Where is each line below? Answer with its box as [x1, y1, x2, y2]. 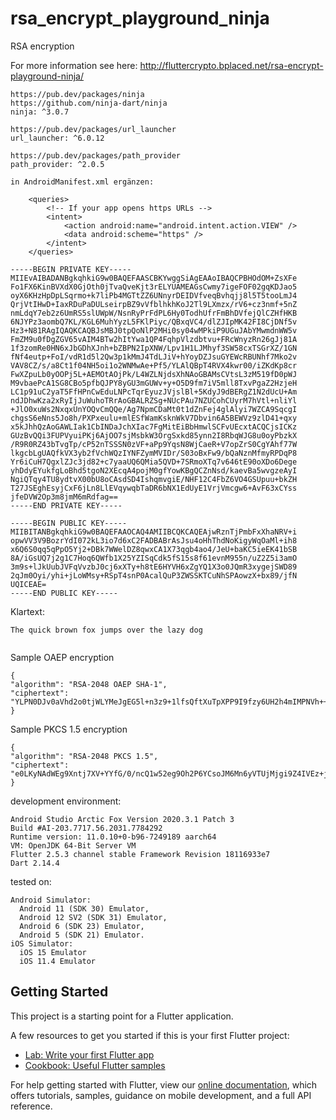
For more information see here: [10, 59, 138, 71]
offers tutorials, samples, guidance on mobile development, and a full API [10, 1089, 312, 1101]
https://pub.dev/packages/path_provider [10, 150, 182, 161]
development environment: [10, 795, 122, 807]
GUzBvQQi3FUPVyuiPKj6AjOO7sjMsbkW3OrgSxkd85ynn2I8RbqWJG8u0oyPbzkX [10, 430, 298, 441]
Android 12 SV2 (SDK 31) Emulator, [19, 912, 168, 922]
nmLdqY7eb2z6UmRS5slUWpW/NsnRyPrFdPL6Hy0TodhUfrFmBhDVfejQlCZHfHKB [10, 308, 298, 318]
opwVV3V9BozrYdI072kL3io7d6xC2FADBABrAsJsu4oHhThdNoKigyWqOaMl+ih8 [10, 535, 298, 546]
